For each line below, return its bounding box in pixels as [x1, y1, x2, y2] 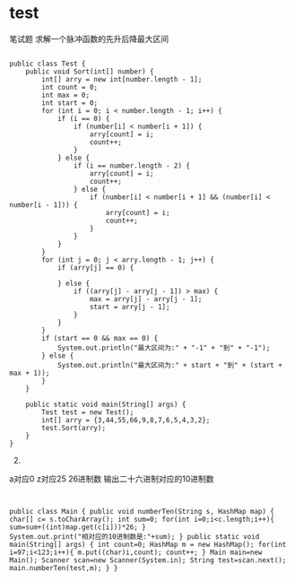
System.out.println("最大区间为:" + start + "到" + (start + [56, 360, 282, 369]
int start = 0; [41, 98, 99, 108]
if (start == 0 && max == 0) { [41, 334, 159, 343]
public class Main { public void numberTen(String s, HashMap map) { [9, 507, 275, 516]
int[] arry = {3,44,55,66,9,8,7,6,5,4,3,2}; [41, 415, 211, 424]
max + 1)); [9, 369, 50, 377]
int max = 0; [41, 91, 91, 100]
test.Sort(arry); [41, 423, 106, 432]
